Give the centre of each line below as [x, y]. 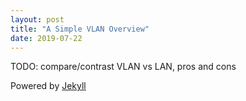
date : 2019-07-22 [46, 38]
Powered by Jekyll [48, 86]
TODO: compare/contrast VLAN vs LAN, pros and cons [123, 67]
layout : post [37, 19]
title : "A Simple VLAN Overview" [80, 29]
